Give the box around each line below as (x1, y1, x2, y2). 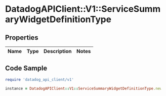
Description (43, 48, 72, 54)
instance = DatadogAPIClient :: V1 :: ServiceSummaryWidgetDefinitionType (5, 86, 154, 91)
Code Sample (5, 64, 47, 72)
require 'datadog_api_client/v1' (5, 77, 74, 82)
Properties (5, 33, 39, 42)
